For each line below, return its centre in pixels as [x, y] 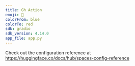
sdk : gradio [18, 29]
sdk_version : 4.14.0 [27, 34]
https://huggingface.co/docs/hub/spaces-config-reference [67, 58]
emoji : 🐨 [15, 15]
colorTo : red [19, 24]
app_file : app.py [24, 39]
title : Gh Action [24, 10]
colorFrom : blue [22, 19]
